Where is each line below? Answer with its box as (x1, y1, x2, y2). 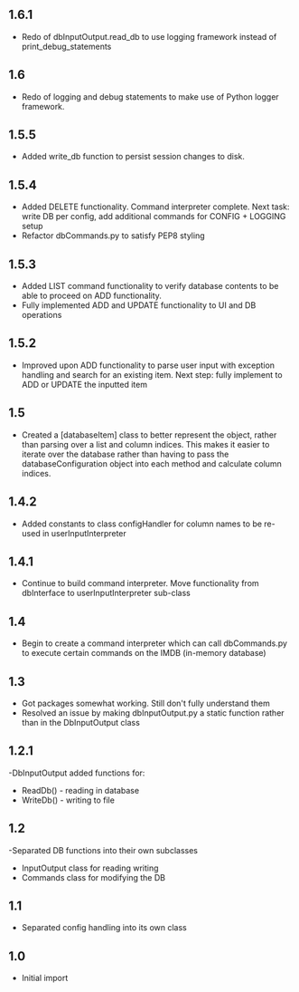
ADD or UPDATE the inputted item (21, 379, 148, 390)
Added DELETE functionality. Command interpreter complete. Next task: (21, 201, 290, 212)
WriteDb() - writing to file (21, 795, 115, 805)
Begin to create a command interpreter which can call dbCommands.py (21, 638, 288, 649)
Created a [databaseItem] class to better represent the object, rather (21, 429, 277, 440)
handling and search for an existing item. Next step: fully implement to (21, 369, 283, 380)
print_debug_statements (21, 41, 112, 52)
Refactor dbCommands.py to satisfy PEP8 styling (21, 230, 205, 241)
